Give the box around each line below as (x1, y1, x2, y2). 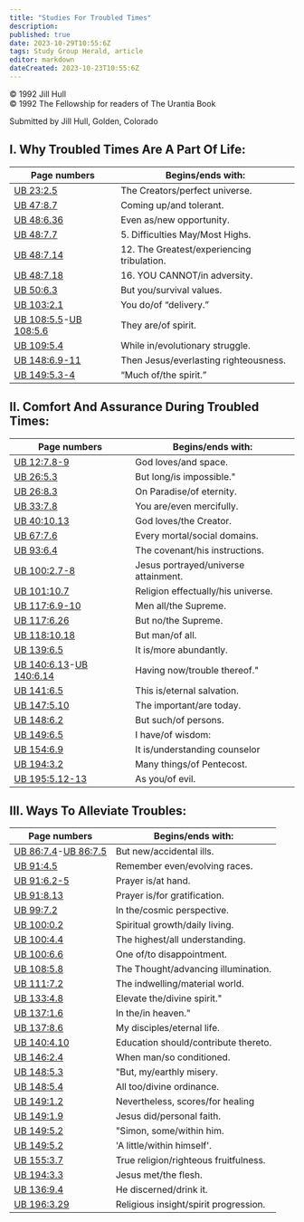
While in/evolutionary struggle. (120, 339, 251, 351)
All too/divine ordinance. (115, 1081, 220, 1093)
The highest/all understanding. (115, 933, 246, 946)
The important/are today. (135, 699, 242, 711)
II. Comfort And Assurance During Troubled (9, 399, 260, 415)
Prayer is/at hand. (115, 874, 191, 887)
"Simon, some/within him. (115, 1124, 224, 1137)
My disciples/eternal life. (115, 1022, 220, 1035)
